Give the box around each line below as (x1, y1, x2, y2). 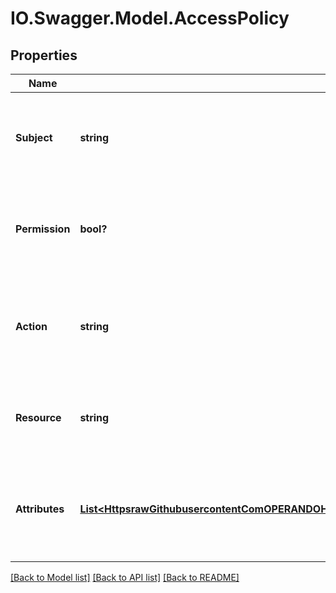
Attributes (15, 502, 65, 516)
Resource (15, 411, 62, 424)
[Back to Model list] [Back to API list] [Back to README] (10, 572, 240, 583)
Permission (15, 222, 71, 236)
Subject (15, 131, 53, 144)
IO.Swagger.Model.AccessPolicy (10, 7, 290, 30)
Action (15, 320, 48, 333)
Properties (10, 47, 78, 64)
